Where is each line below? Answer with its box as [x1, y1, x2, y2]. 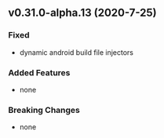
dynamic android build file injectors [19, 47, 133, 57]
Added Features [8, 67, 71, 78]
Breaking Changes [8, 104, 81, 115]
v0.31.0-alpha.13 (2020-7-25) [8, 6, 157, 20]
